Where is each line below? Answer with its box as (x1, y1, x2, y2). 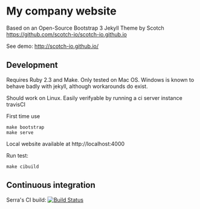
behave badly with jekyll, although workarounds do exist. (6, 82, 148, 90)
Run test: (6, 151, 29, 159)
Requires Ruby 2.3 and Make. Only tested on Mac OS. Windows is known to (6, 76, 195, 83)
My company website (6, 4, 117, 18)
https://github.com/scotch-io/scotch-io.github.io (6, 30, 127, 38)
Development (6, 60, 59, 70)
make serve (6, 129, 34, 136)
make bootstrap (6, 124, 45, 130)
